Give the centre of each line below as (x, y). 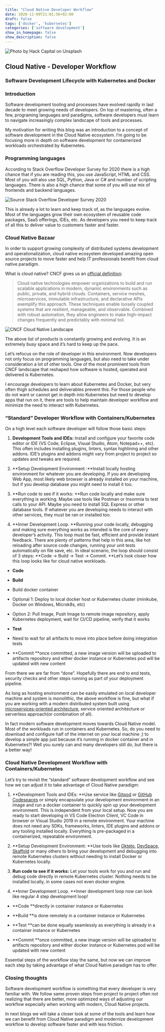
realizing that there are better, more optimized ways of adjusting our (74, 999)
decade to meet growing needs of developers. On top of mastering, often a (81, 110)
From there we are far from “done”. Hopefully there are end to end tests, (78, 673)
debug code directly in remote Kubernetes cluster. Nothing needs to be (84, 876)
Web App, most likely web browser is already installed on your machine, (85, 479)
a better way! (18, 750)
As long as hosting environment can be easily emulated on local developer (81, 693)
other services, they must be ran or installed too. (62, 515)
